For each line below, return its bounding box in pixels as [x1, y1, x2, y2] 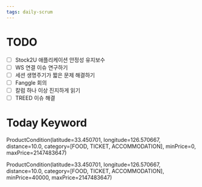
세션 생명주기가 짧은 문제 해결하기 [15, 71, 96, 79]
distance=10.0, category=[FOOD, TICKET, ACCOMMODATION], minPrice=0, [6, 143, 197, 150]
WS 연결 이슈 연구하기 [15, 63, 68, 71]
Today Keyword [6, 116, 87, 130]
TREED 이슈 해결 [15, 94, 56, 101]
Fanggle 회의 [15, 79, 47, 86]
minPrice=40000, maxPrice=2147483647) [6, 174, 113, 181]
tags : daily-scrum [6, 9, 53, 15]
